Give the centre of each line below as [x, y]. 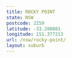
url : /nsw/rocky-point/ [36, 40]
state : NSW [20, 18]
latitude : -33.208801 [34, 29]
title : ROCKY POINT [31, 12]
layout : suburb [25, 46]
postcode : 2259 [25, 23]
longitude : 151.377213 [35, 34]
